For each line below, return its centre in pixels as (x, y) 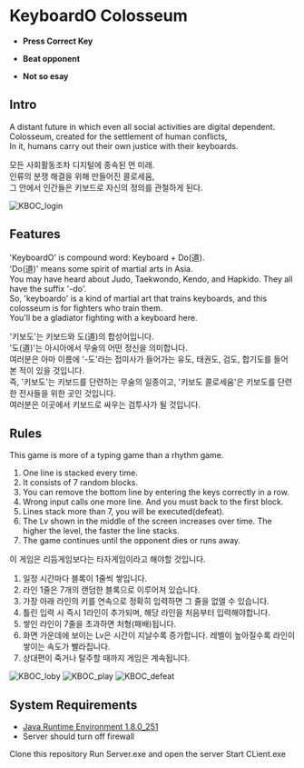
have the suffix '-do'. (48, 288)
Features (35, 234)
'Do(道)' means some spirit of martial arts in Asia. (101, 268)
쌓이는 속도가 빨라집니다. (66, 647)
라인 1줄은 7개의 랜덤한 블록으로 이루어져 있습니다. (111, 590)
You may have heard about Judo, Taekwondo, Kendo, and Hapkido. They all (151, 279)
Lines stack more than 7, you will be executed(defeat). (123, 512)
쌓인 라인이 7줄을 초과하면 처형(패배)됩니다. (99, 624)
